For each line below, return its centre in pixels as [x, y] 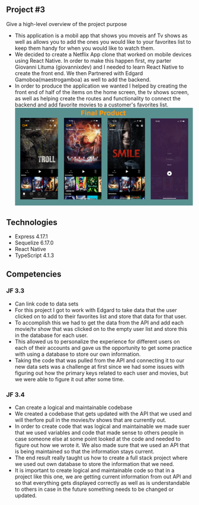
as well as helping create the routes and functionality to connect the [97, 98]
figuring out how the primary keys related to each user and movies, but [101, 373]
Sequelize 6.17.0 [34, 243]
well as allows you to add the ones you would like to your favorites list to [103, 41]
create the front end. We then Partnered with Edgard [79, 73]
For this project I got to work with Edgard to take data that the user [96, 310]
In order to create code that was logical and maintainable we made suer [102, 426]
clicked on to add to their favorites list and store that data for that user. [101, 316]
